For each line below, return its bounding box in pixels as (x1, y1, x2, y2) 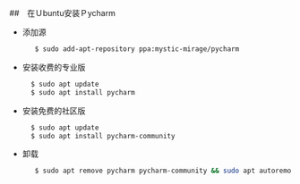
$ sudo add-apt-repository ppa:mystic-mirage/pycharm (34, 45, 240, 54)
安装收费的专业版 (21, 62, 86, 72)
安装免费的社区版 (21, 105, 86, 116)
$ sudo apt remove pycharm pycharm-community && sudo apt (34, 166, 256, 176)
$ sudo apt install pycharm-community (30, 131, 176, 140)
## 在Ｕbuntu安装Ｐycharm (9, 8, 116, 18)
